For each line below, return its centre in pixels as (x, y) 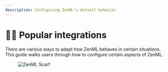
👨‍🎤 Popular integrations (56, 35)
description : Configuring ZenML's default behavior (61, 10)
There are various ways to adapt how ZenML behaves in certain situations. (83, 49)
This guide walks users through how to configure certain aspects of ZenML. (84, 54)
